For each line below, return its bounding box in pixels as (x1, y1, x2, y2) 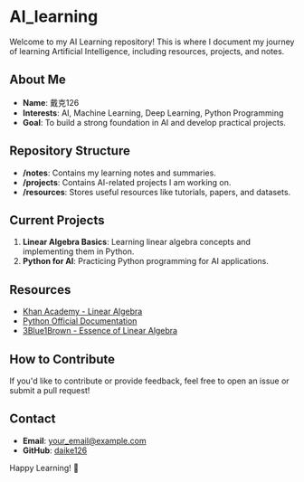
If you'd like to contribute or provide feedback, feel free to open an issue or (9, 375, 290, 386)
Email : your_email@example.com (22, 435, 147, 446)
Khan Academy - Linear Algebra (22, 306, 143, 317)
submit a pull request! (9, 385, 90, 395)
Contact (9, 411, 56, 427)
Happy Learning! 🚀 (9, 462, 80, 473)
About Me (9, 72, 66, 88)
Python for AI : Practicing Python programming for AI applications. (22, 256, 269, 267)
